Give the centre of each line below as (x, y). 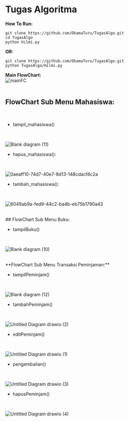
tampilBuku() (26, 229)
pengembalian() (29, 364)
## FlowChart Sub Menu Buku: (37, 219)
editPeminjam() (29, 334)
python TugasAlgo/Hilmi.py (34, 65)
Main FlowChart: (23, 75)
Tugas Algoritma (41, 9)
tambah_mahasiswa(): (36, 184)
